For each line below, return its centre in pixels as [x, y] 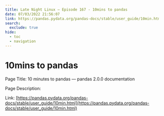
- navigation [23, 41]
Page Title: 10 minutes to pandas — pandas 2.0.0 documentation [70, 79]
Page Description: [23, 88]
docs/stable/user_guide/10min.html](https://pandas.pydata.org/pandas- [77, 103]
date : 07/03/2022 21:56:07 [32, 14]
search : [13, 23]
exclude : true [24, 28]
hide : [10, 32]
